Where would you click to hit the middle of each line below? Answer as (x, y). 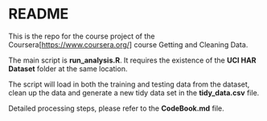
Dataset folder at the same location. (68, 68)
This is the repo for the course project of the (82, 36)
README (39, 14)
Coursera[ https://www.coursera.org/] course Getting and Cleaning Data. (128, 44)
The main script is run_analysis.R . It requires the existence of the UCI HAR (132, 60)
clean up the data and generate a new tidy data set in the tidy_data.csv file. (134, 92)
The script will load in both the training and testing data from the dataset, (129, 84)
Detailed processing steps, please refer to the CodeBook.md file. (117, 108)
